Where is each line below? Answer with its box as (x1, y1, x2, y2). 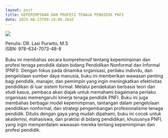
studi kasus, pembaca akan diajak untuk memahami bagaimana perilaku (5, 89, 156, 95)
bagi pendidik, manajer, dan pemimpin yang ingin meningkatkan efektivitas (5, 78, 162, 85)
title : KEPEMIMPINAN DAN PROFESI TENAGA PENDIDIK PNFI (5, 12, 124, 17)
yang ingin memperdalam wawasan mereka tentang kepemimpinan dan (5, 122, 155, 128)
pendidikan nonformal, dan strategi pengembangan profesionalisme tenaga (5, 105, 163, 112)
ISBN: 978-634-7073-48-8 (5, 46, 62, 52)
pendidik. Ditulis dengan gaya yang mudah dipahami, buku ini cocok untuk (5, 111, 161, 117)
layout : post (5, 7, 33, 13)
